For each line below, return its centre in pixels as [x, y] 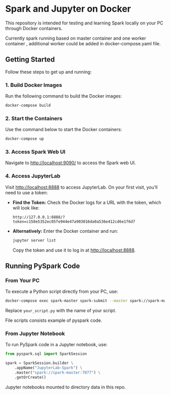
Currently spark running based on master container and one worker [76, 38]
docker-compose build [28, 105]
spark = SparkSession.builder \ [39, 363]
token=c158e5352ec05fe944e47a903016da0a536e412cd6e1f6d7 [74, 222]
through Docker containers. [34, 28]
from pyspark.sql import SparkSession [46, 354]
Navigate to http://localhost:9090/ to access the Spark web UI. [71, 163]
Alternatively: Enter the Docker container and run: [65, 231]
